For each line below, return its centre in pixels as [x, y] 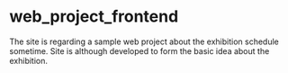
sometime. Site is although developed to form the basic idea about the [139, 50]
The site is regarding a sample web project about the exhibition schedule [144, 41]
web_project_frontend [94, 17]
